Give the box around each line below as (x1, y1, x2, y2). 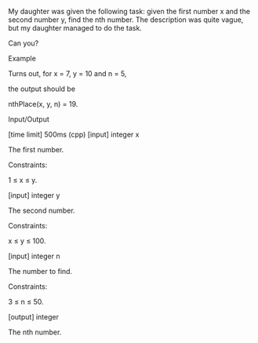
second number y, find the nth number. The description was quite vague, (8, 15, 244, 24)
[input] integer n (8, 251, 60, 261)
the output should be (8, 84, 76, 93)
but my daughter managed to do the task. (8, 24, 143, 32)
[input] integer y (8, 191, 60, 199)
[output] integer (8, 312, 59, 321)
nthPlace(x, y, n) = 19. (8, 100, 78, 108)
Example (8, 54, 37, 63)
